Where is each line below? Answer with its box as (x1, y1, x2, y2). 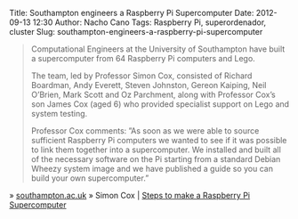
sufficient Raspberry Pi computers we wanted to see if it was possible (30, 135, 287, 145)
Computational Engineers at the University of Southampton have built (30, 44, 286, 54)
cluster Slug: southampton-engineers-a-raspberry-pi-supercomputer (9, 27, 263, 36)
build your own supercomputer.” (30, 173, 149, 183)
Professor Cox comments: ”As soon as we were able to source (30, 126, 260, 136)
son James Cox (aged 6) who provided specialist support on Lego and (30, 99, 290, 109)
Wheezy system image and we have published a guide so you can (30, 164, 274, 174)
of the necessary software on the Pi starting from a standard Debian (30, 154, 281, 164)
